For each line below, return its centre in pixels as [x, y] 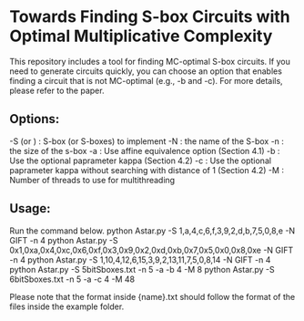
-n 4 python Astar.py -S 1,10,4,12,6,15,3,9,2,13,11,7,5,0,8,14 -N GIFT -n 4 [140, 259]
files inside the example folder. [67, 306]
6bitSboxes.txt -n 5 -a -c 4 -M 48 [72, 279]
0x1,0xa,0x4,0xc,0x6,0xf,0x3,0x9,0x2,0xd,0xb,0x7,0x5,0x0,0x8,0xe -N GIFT [152, 250]
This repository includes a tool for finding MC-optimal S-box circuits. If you [150, 61]
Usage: [30, 208]
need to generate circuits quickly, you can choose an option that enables [146, 71]
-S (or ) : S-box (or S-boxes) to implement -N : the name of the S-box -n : [147, 141]
